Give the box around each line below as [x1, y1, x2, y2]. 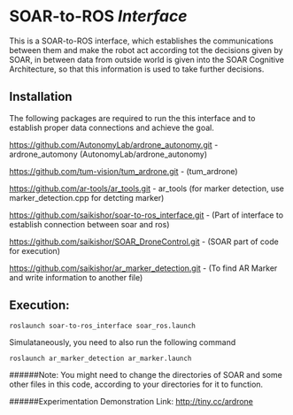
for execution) [9, 245, 60, 256]
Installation [9, 89, 73, 104]
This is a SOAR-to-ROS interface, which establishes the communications [9, 35, 274, 46]
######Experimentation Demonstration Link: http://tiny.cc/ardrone [9, 396, 254, 406]
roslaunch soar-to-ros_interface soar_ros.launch [9, 321, 197, 330]
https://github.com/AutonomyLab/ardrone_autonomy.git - [9, 139, 219, 150]
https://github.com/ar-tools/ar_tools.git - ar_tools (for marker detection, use [9, 183, 285, 194]
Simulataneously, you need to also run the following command [9, 336, 236, 347]
